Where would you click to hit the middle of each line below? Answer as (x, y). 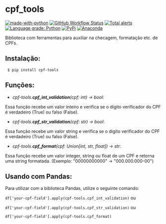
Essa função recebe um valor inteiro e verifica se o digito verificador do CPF (83, 107)
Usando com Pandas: (39, 176)
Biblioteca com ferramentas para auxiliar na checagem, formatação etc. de (82, 38)
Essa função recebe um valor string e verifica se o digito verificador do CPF (83, 131)
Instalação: (23, 59)
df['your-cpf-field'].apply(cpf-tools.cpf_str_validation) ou (71, 208)
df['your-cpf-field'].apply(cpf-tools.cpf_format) (58, 217)
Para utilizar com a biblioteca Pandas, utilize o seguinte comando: (72, 188)
